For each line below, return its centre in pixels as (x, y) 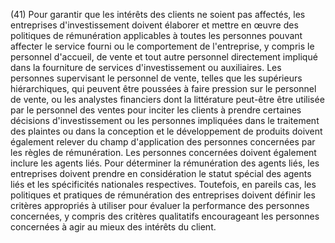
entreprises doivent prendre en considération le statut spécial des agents (161, 173)
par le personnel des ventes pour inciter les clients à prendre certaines (156, 110)
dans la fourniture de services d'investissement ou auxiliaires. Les (146, 67)
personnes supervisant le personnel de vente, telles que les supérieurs (156, 78)
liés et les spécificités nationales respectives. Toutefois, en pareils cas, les (163, 184)
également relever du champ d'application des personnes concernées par (163, 142)
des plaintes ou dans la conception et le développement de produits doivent (166, 131)
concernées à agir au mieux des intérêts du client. (113, 227)
